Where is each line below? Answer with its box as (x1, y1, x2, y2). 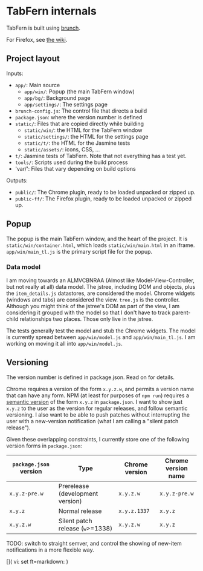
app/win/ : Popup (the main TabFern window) (24, 88, 135, 95)
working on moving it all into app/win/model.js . (6, 340, 123, 347)
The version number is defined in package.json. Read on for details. (6, 374, 175, 381)
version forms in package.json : (6, 442, 83, 449)
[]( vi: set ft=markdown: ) (6, 558, 68, 565)
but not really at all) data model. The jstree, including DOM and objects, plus (6, 283, 196, 290)
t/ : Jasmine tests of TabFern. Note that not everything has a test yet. (14, 152, 187, 159)
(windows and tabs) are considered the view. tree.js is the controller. (6, 295, 180, 303)
